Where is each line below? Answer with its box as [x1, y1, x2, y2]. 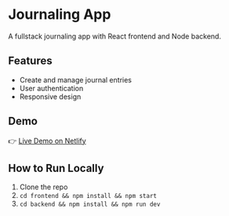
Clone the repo [19, 182, 68, 192]
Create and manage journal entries [19, 75, 132, 84]
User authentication [19, 83, 84, 93]
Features [8, 54, 53, 68]
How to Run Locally [8, 161, 104, 174]
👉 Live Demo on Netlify [8, 136, 86, 145]
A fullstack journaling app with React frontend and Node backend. [8, 31, 222, 41]
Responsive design [19, 92, 82, 101]
